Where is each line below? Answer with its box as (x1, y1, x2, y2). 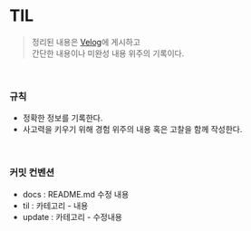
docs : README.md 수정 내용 (22, 188, 130, 199)
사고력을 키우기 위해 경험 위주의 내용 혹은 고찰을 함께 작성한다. (22, 124, 243, 135)
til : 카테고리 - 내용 (22, 200, 89, 211)
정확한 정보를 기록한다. (22, 112, 103, 123)
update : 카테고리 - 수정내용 (22, 211, 122, 222)
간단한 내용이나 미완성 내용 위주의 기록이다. (31, 47, 185, 59)
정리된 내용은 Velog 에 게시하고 (31, 36, 140, 47)
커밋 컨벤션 (9, 167, 55, 179)
